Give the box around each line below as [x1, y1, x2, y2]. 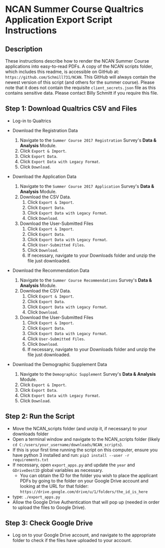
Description [5, 45, 42, 53]
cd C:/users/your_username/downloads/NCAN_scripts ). [12, 441, 123, 447]
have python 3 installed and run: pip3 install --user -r [12, 452, 129, 458]
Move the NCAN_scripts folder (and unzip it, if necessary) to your [12, 425, 147, 431]
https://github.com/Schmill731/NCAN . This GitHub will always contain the [5, 74, 156, 80]
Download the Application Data [12, 173, 76, 179]
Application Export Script [5, 14, 112, 26]
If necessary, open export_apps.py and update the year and [12, 462, 135, 468]
